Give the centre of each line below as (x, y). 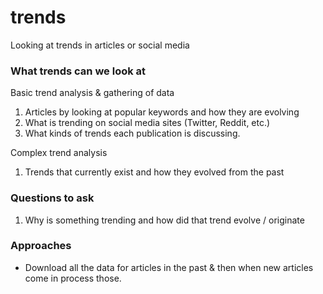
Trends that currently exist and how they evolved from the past (154, 172)
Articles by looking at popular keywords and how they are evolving (162, 112)
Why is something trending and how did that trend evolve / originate (164, 220)
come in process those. (73, 278)
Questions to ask (52, 198)
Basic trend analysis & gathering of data (92, 93)
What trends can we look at (78, 71)
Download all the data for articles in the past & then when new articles (169, 267)
